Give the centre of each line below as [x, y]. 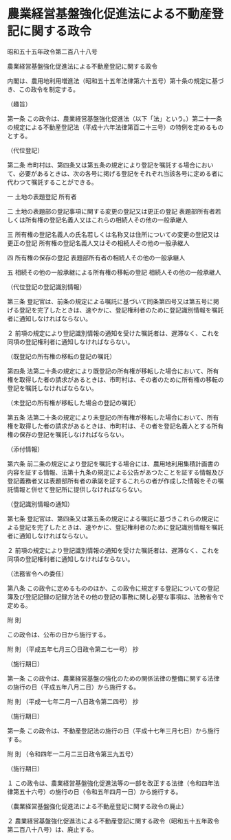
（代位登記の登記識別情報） [46, 286]
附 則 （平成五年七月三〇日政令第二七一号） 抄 [73, 649]
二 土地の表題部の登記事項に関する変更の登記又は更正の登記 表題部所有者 [111, 211]
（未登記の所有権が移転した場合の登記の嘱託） [73, 402]
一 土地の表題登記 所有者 [42, 196]
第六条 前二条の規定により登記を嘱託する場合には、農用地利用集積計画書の [113, 464]
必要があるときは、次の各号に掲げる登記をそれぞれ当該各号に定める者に [121, 173]
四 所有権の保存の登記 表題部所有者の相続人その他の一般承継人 [96, 258]
